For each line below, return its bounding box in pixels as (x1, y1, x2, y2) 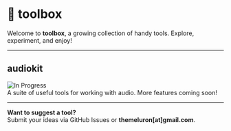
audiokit (7, 63, 43, 74)
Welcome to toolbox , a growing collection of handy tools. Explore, (7, 29, 195, 37)
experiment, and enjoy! (7, 36, 72, 44)
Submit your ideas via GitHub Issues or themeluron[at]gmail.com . (7, 115, 196, 123)
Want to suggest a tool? (7, 108, 77, 117)
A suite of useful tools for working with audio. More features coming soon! (7, 88, 218, 97)
